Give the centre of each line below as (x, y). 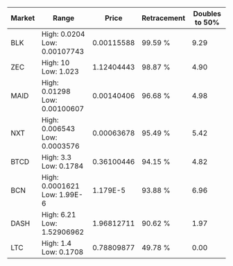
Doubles (207, 14)
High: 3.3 (56, 157)
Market (23, 18)
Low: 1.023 (60, 71)
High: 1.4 (56, 243)
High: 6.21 (59, 215)
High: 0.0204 (63, 34)
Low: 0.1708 (62, 252)
